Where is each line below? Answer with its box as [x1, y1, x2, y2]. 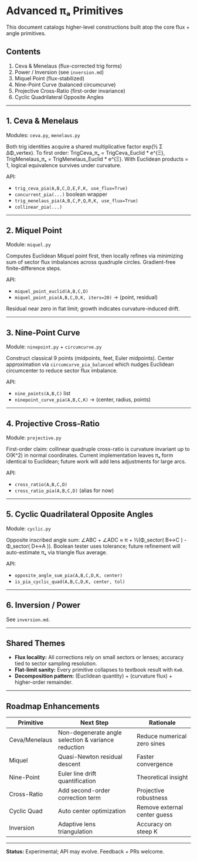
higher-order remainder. [14, 679, 73, 686]
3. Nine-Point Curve [6, 327, 80, 338]
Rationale [148, 718, 176, 727]
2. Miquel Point [6, 225, 63, 235]
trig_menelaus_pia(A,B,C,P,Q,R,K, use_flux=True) [14, 198, 139, 204]
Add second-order [57, 787, 110, 795]
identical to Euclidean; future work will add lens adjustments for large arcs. [6, 458, 186, 465]
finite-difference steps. [6, 265, 62, 272]
